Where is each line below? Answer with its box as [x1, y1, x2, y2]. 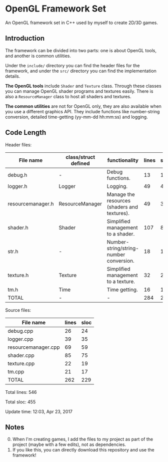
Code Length [5, 128, 46, 137]
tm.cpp [7, 368, 24, 375]
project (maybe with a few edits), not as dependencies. [12, 441, 126, 447]
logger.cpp [7, 335, 33, 342]
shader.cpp [7, 352, 35, 359]
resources [106, 197, 131, 204]
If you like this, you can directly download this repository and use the [12, 447, 154, 453]
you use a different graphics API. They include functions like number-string [5, 108, 160, 114]
